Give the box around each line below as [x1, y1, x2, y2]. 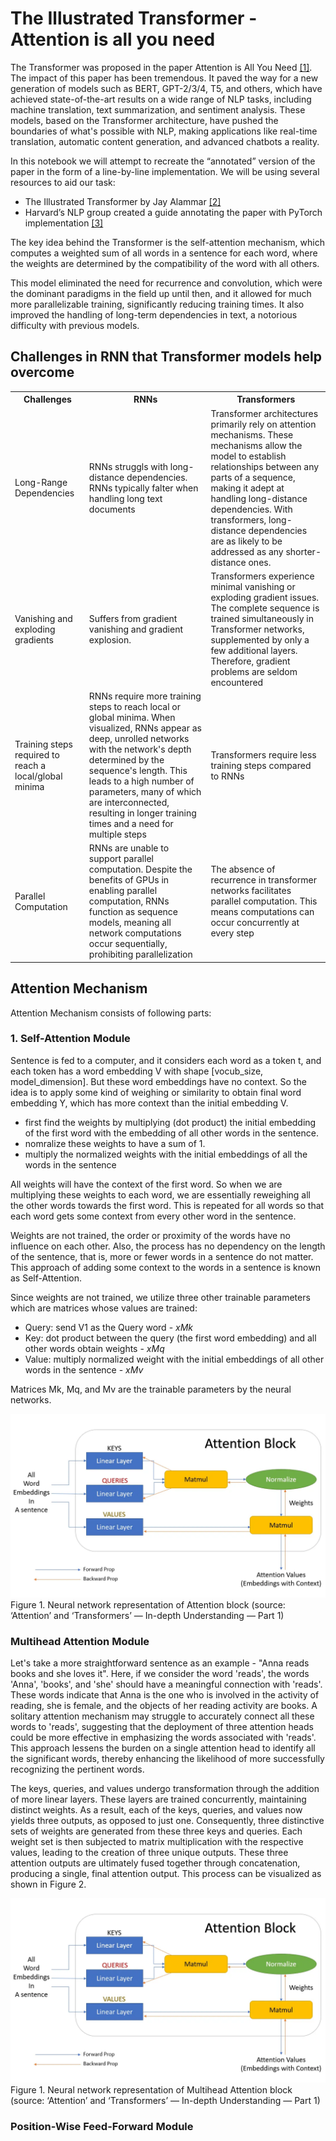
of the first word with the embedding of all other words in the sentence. [24, 1127, 319, 1139]
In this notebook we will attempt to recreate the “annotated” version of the [10, 155, 316, 167]
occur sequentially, [88, 938, 168, 950]
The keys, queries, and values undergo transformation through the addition [10, 1783, 320, 1795]
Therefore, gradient [210, 655, 291, 667]
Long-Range [14, 477, 68, 488]
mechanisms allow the [210, 439, 303, 451]
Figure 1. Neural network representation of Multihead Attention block [10, 2083, 293, 2096]
